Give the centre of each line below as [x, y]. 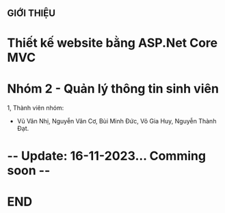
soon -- [29, 170]
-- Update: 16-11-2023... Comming [107, 156]
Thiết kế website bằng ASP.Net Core [112, 43]
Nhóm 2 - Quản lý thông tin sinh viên [113, 89]
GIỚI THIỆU [31, 13]
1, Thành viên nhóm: [36, 108]
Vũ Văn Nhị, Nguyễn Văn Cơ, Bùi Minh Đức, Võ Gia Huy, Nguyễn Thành [117, 121]
